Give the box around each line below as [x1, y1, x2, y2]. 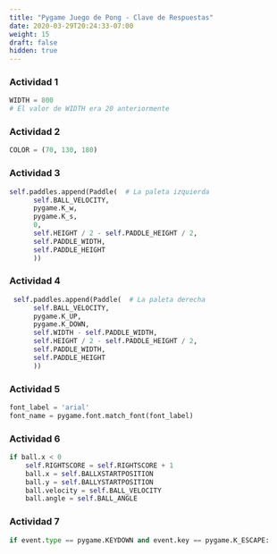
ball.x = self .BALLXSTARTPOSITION [25, 469, 154, 478]
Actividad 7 [9, 516, 60, 528]
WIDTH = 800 [9, 96, 54, 105]
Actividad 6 [9, 432, 61, 445]
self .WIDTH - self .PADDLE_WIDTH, [32, 328, 158, 338]
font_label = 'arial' [9, 403, 90, 412]
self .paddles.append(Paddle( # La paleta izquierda [9, 187, 210, 197]
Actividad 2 [9, 126, 61, 138]
